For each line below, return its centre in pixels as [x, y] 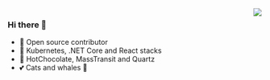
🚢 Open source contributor [63, 42]
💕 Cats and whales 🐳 [53, 68]
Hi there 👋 [27, 25]
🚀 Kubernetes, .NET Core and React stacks [90, 50]
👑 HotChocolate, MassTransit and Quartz [87, 59]
